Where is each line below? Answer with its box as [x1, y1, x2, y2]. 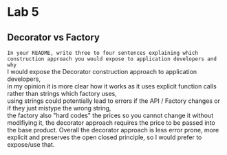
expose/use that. [7, 141, 55, 148]
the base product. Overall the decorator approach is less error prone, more [7, 126, 219, 134]
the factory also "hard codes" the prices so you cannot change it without [7, 111, 214, 119]
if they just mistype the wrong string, [7, 104, 111, 112]
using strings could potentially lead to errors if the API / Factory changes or [7, 97, 221, 105]
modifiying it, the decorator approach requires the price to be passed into [7, 119, 215, 127]
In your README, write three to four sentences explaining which [7, 49, 198, 56]
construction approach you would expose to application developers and [7, 56, 217, 62]
